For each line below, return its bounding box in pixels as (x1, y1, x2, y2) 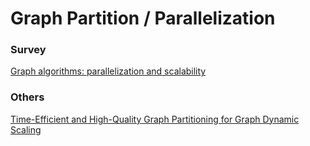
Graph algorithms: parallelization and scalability (10, 65, 207, 77)
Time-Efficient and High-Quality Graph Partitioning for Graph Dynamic (10, 113, 300, 125)
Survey (10, 43, 47, 57)
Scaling (10, 123, 42, 136)
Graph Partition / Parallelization (10, 7, 276, 30)
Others (10, 90, 45, 104)
